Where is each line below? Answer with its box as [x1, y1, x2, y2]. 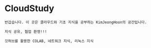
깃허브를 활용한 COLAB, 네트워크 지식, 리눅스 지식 [4, 38, 94, 44]
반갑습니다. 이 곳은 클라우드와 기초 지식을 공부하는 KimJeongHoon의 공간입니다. [4, 20, 147, 25]
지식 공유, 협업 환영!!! [4, 29, 47, 34]
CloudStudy [4, 3, 54, 14]
